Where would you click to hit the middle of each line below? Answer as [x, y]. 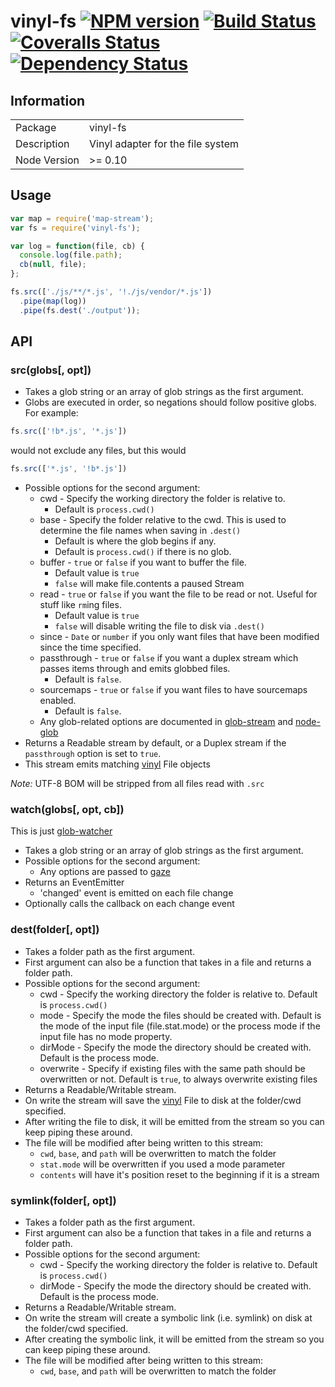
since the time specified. [90, 647]
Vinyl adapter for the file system [164, 143]
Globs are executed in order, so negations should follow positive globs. [170, 402]
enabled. [58, 701]
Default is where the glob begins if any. [135, 541]
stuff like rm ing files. [80, 605]
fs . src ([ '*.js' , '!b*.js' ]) [69, 469]
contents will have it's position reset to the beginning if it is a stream [179, 1174]
